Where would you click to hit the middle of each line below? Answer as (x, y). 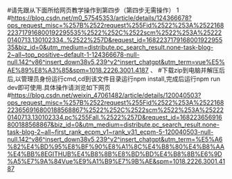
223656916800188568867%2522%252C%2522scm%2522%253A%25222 (115, 110)
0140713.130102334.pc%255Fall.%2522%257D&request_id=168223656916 (115, 117)
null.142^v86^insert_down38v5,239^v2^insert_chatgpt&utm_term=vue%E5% (116, 62)
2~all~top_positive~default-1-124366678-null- (73, 55)
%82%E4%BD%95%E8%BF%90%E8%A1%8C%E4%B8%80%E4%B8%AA (116, 147)
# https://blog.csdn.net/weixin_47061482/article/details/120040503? (104, 95)
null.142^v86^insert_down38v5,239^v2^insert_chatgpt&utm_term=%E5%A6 (115, 139)
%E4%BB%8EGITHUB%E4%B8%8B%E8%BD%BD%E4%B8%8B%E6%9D (115, 154)
